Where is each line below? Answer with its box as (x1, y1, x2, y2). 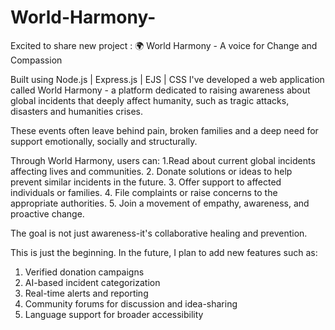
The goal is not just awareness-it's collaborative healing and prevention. (10, 227, 308, 239)
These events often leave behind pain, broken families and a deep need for (10, 124, 319, 136)
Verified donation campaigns (24, 266, 145, 278)
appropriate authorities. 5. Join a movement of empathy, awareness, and (10, 197, 310, 209)
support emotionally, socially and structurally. (10, 135, 198, 147)
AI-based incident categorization (24, 276, 161, 288)
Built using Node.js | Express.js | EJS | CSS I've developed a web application (10, 73, 325, 85)
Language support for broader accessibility (24, 308, 204, 320)
